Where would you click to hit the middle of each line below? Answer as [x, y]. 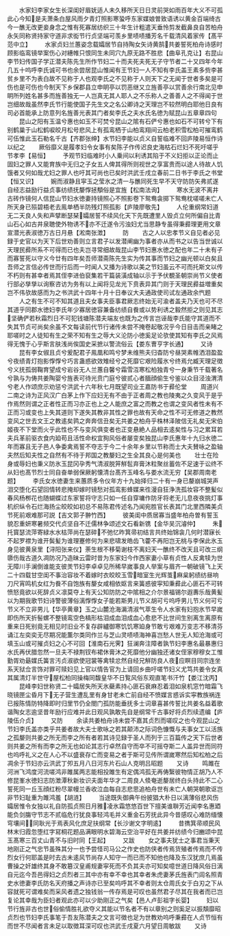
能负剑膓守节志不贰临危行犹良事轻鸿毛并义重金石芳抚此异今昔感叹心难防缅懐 [115, 814]
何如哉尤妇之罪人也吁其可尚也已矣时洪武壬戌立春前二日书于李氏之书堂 [124, 173]
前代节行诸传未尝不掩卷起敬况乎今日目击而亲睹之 [154, 327]
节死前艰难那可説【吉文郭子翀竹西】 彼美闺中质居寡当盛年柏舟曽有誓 [110, 515]
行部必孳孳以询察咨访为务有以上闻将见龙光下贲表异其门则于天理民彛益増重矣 [115, 284]
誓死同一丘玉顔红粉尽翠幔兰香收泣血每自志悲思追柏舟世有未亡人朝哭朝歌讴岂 [115, 789]
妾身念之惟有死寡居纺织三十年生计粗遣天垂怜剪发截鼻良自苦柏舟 [133, 27]
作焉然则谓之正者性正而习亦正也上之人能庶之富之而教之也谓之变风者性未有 [112, 404]
